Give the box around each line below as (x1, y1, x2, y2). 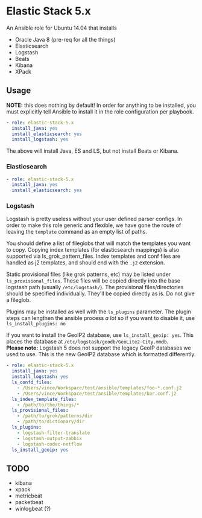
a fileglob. (6, 296, 31, 304)
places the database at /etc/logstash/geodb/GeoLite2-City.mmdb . (6, 338, 169, 345)
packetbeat (14, 499, 43, 506)
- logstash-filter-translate (17, 430, 90, 436)
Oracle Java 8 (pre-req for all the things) (14, 36, 116, 43)
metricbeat (14, 492, 42, 499)
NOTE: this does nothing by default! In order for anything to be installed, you (6, 101, 196, 109)
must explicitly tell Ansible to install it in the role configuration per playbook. (6, 107, 194, 115)
